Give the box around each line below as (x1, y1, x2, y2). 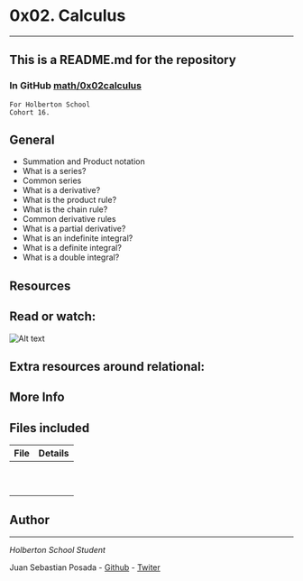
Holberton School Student (9, 545, 106, 556)
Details (38, 447, 69, 460)
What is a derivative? (22, 185, 101, 196)
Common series (22, 175, 82, 186)
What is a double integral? (22, 252, 120, 263)
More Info (9, 390, 65, 405)
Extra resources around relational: (9, 359, 206, 374)
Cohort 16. (9, 107, 50, 117)
